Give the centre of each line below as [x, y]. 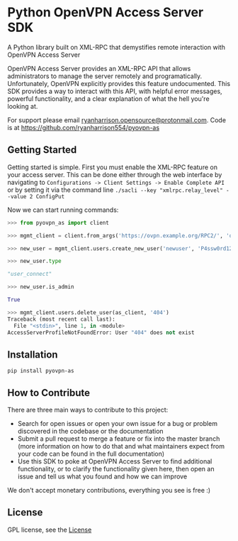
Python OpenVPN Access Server [106, 12]
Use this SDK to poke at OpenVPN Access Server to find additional [115, 461]
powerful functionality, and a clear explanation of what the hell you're [109, 98]
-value [17, 196]
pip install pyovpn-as [41, 371]
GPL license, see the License [50, 530]
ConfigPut [50, 196]
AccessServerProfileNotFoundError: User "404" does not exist [101, 332]
